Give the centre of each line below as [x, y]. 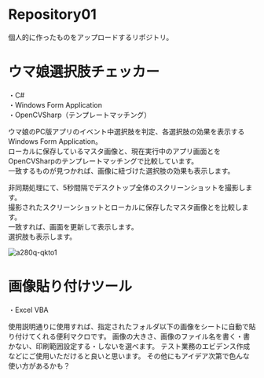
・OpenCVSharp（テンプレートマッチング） [80, 115]
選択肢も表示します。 [42, 237]
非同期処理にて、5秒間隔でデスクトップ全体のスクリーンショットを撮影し [127, 187]
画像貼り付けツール [70, 286]
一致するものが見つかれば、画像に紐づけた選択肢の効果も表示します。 [121, 171]
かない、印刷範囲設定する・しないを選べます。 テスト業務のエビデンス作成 [129, 346]
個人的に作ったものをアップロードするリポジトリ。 [91, 37]
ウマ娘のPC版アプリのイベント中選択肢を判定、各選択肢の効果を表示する [126, 131]
